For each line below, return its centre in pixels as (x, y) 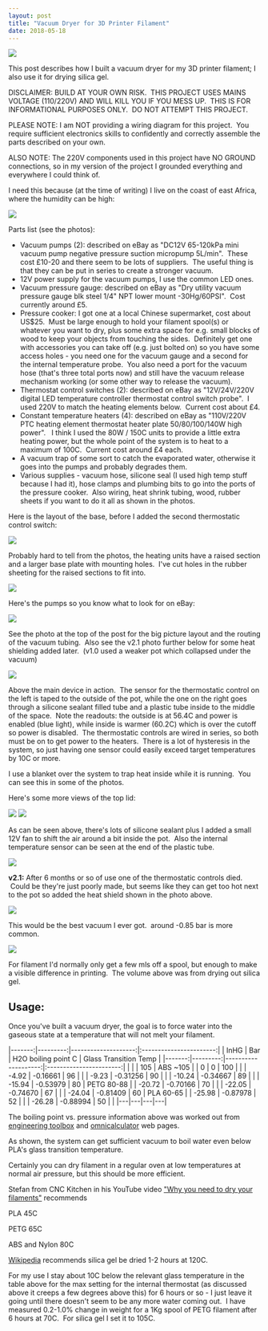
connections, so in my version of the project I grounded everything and (125, 166)
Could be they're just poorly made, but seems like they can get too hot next (134, 886)
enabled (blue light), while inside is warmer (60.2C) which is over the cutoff (132, 724)
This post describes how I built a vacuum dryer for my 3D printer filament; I (132, 68)
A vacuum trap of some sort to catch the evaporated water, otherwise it (138, 458)
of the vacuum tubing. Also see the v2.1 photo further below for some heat (132, 642)
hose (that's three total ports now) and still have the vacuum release (132, 373)
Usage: (27, 1007)
